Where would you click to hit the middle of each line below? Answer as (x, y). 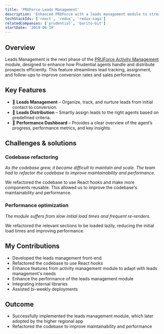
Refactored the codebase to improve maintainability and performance (82, 326)
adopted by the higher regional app (48, 321)
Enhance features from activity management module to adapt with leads (85, 268)
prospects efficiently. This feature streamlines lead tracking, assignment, (78, 69)
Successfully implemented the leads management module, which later (83, 316)
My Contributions (32, 246)
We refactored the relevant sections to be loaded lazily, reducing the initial (80, 226)
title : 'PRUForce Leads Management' (42, 10)
